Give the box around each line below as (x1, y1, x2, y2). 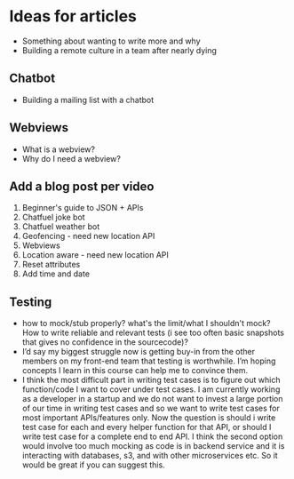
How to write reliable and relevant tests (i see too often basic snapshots (21, 327, 284, 339)
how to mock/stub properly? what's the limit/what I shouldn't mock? (21, 318, 271, 329)
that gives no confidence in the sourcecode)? (21, 337, 189, 347)
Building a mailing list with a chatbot (21, 94, 155, 105)
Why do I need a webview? (21, 153, 122, 164)
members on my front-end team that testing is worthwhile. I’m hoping (21, 355, 276, 366)
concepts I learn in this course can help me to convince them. (21, 365, 249, 376)
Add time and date (21, 268, 91, 279)
